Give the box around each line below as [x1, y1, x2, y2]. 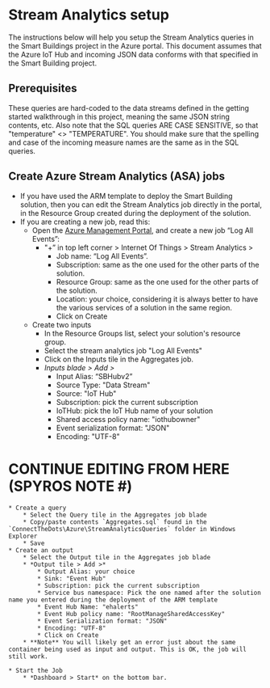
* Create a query [8, 504, 67, 512]
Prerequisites [8, 82, 77, 95]
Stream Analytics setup [8, 6, 169, 24]
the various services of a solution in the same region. [56, 302, 232, 312]
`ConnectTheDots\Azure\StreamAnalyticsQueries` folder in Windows [8, 525, 236, 533]
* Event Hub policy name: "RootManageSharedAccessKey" [37, 610, 226, 618]
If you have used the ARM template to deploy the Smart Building [19, 191, 233, 200]
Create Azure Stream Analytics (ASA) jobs [8, 170, 226, 184]
